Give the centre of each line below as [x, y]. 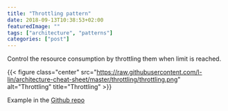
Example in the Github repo [46, 100]
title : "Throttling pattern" [49, 13]
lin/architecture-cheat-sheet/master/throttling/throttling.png [93, 79]
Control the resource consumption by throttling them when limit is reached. [114, 59]
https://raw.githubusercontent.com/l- [149, 72]
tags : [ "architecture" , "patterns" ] [60, 33]
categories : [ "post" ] [38, 39]
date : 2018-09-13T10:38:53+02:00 [55, 20]
